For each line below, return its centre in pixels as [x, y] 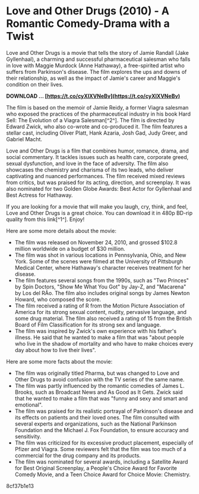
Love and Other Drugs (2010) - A [88, 11]
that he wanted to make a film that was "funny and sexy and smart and [101, 398]
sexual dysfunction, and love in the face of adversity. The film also [87, 163]
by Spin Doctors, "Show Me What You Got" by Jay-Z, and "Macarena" [100, 287]
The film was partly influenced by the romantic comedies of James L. [99, 386]
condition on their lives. [35, 84]
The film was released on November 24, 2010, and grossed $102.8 [96, 242]
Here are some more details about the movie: [61, 231]
